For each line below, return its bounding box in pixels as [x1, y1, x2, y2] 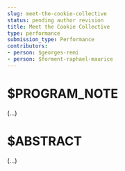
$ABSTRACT [7, 133, 82, 149]
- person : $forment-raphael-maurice [7, 56, 113, 63]
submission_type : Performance [7, 36, 95, 43]
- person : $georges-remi [7, 50, 79, 57]
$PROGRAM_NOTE [7, 85, 119, 101]
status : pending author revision [7, 17, 104, 24]
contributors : [7, 43, 49, 50]
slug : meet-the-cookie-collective [7, 10, 108, 17]
